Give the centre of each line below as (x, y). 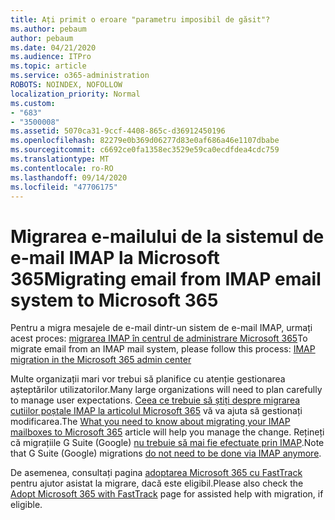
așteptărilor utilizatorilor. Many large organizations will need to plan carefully (166, 390)
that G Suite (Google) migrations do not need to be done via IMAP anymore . (166, 453)
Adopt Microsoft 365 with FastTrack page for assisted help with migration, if (167, 494)
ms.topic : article (48, 66)
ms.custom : (33, 103)
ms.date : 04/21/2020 (53, 47)
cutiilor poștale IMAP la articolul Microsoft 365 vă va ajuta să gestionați (156, 411)
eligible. (26, 505)
